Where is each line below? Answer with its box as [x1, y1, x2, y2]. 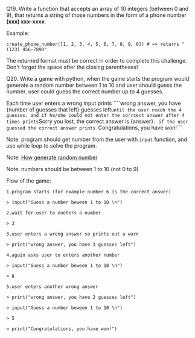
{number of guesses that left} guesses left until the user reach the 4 [6, 106, 182, 113]
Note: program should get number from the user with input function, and [6, 136, 187, 143]
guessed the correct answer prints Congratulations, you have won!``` [6, 124, 182, 131]
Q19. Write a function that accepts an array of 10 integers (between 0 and [6, 5, 189, 12]
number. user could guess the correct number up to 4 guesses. [6, 88, 164, 95]
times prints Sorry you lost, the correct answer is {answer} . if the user [6, 117, 189, 125]
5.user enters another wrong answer [6, 284, 98, 290]
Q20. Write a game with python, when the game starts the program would [6, 75, 190, 82]
